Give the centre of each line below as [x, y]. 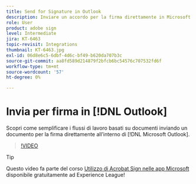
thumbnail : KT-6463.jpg [35, 50]
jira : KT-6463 [24, 39]
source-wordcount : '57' [35, 72]
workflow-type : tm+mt [33, 66]
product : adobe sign [31, 28]
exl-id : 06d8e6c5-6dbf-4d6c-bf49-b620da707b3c [64, 55]
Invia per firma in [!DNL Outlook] [87, 112]
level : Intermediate [31, 34]
